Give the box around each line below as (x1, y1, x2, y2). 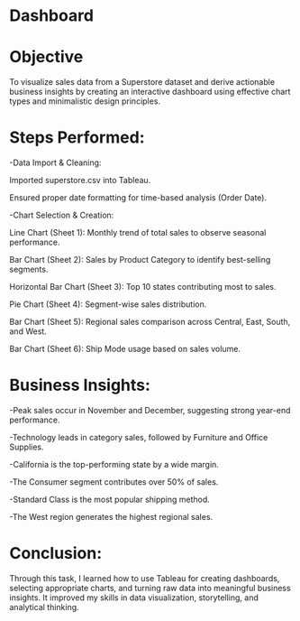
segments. (9, 264, 49, 275)
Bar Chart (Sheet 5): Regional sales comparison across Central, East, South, (9, 317, 291, 328)
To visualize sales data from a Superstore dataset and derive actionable (9, 77, 276, 88)
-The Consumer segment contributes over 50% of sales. (9, 477, 219, 487)
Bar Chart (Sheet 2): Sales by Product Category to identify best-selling (9, 255, 271, 265)
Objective (9, 47, 84, 68)
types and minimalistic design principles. (9, 96, 160, 107)
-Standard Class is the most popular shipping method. (9, 494, 210, 505)
